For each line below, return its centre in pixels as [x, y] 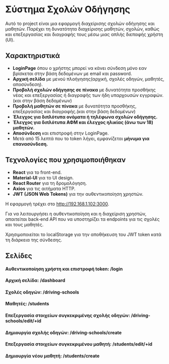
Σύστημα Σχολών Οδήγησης [68, 9]
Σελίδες [19, 256]
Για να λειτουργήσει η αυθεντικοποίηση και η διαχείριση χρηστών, [76, 214]
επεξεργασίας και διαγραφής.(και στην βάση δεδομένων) [74, 111]
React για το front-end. [37, 172]
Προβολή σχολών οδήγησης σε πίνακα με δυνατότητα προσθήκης [84, 90]
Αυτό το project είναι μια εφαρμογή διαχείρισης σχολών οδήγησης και [80, 23]
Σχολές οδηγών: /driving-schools [42, 292]
